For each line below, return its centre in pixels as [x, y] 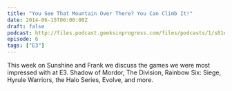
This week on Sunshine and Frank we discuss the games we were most [109, 65]
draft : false [26, 26]
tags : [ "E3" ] [26, 45]
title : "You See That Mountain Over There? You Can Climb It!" [100, 13]
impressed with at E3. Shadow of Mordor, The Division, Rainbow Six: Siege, [114, 72]
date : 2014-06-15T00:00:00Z [48, 20]
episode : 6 [23, 39]
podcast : [20, 33]
